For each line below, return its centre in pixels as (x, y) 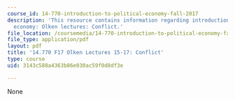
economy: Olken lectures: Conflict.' (69, 26)
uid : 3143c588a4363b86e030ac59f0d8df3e (65, 65)
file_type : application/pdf (48, 40)
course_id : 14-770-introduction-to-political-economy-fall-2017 (103, 14)
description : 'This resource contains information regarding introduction (119, 20)
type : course (26, 59)
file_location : (29, 33)
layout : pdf (24, 46)
